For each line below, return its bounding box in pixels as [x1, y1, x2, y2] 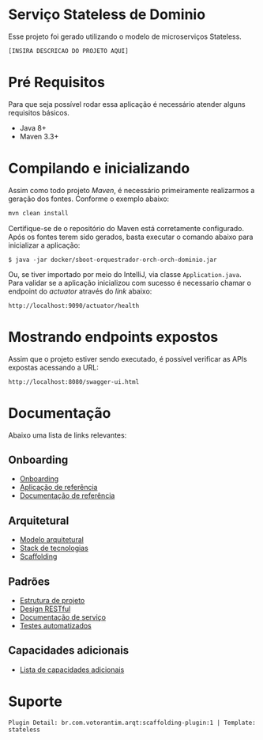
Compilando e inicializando [8, 160, 190, 177]
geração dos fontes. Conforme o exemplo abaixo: [8, 194, 170, 203]
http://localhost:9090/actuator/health [8, 302, 140, 309]
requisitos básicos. [8, 108, 70, 117]
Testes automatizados [19, 621, 92, 630]
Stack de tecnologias [19, 544, 88, 553]
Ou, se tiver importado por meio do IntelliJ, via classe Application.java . [8, 269, 242, 279]
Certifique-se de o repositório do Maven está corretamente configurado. [8, 223, 245, 233]
